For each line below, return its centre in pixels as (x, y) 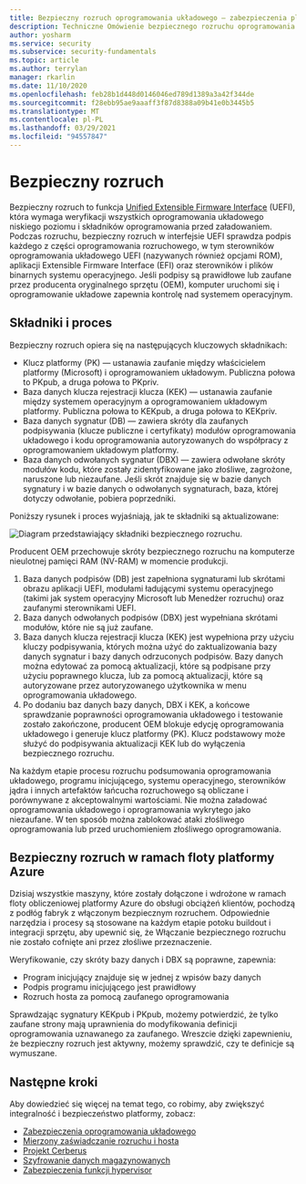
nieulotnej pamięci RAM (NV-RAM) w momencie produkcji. (119, 561)
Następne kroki (54, 1082)
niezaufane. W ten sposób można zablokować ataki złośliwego (127, 819)
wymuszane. (33, 1054)
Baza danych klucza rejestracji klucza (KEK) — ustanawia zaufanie (148, 391)
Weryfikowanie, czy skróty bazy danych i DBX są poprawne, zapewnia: (143, 960)
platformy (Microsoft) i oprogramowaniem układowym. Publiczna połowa (159, 372)
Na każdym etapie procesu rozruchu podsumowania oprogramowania (140, 771)
